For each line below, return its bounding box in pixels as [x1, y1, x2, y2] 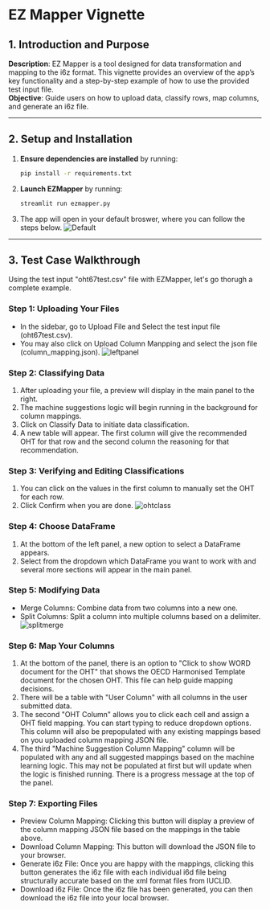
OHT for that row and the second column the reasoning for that [19, 437, 229, 446]
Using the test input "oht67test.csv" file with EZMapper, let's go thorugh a [8, 275, 253, 285]
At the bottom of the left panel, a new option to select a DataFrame [19, 539, 241, 548]
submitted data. [19, 701, 72, 711]
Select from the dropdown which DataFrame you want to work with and [19, 556, 257, 566]
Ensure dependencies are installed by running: [19, 154, 178, 163]
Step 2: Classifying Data [8, 367, 104, 379]
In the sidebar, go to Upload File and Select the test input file [19, 322, 221, 331]
